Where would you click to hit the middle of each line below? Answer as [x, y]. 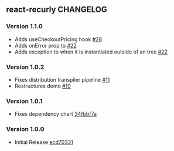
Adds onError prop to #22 [46, 45]
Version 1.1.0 [24, 26]
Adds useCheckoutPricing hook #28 [58, 39]
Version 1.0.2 [25, 67]
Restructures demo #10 [43, 86]
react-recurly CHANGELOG [57, 10]
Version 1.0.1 [24, 101]
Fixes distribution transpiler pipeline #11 [62, 79]
